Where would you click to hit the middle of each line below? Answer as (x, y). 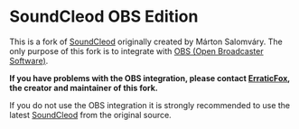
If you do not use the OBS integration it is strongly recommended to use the (150, 105)
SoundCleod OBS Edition (104, 17)
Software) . (29, 60)
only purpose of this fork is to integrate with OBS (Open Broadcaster (136, 51)
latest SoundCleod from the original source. (90, 115)
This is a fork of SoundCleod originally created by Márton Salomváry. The (146, 41)
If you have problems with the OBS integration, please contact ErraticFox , (150, 78)
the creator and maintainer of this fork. (84, 88)
